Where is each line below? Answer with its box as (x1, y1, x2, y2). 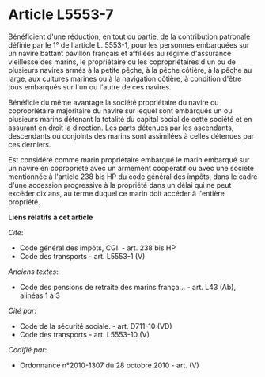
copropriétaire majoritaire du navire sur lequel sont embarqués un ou (8, 105, 233, 116)
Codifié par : (8, 345, 47, 354)
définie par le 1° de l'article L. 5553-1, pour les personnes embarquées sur (8, 40, 250, 49)
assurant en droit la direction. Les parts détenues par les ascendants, (8, 123, 234, 132)
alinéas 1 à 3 (19, 291, 61, 300)
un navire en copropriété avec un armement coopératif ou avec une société (8, 163, 255, 173)
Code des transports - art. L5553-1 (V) (19, 251, 146, 261)
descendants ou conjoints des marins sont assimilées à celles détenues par (8, 131, 255, 140)
